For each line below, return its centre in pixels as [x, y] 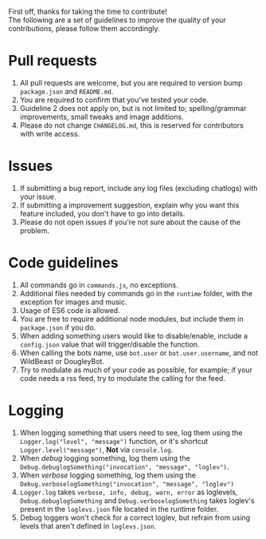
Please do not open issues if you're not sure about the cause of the [130, 222]
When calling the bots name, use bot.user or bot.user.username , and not [139, 353]
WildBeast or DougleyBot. [62, 361]
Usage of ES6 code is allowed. [70, 310]
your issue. [38, 196]
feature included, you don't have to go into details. [102, 213]
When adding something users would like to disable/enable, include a [134, 335]
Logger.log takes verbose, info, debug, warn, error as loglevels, [129, 492]
